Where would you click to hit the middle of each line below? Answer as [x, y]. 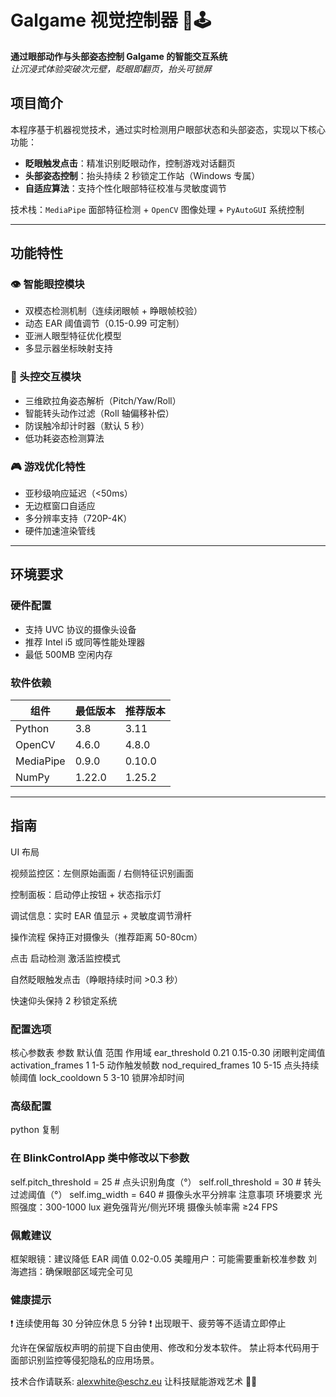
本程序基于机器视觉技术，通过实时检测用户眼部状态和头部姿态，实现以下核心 [168, 129]
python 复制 [35, 1130]
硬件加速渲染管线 [60, 531]
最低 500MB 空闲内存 [68, 654]
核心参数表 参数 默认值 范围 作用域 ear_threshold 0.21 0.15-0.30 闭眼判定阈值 [168, 1053]
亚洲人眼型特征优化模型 [73, 336]
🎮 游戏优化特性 [48, 466]
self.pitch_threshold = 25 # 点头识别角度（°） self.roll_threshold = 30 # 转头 [166, 1182]
